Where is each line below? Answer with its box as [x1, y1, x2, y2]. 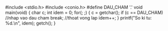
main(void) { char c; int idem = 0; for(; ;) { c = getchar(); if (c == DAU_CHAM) [5, 9, 163, 15]
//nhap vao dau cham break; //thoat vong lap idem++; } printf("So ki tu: [5, 15, 152, 20]
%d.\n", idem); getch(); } [5, 20, 56, 26]
